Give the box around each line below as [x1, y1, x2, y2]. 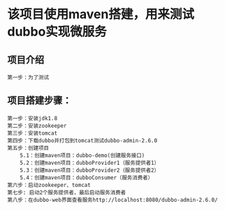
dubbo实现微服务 [7, 24, 107, 40]
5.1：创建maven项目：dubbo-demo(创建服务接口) [20, 151, 145, 159]
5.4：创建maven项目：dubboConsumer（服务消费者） [20, 174, 154, 181]
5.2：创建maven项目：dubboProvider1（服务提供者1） [20, 159, 159, 166]
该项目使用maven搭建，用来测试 [7, 6, 194, 22]
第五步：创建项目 [7, 144, 50, 151]
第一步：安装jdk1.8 [7, 114, 58, 122]
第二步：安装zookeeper [7, 122, 67, 129]
